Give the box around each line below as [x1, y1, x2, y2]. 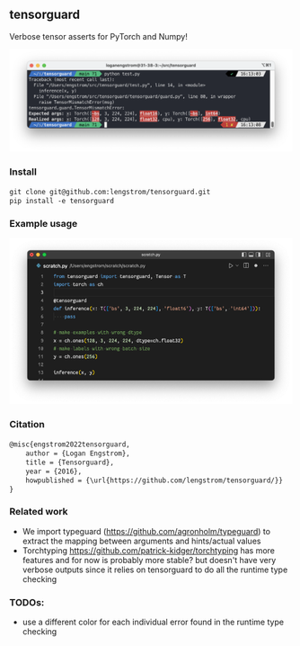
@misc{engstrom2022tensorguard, [9, 440, 130, 449]
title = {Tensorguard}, [25, 458, 115, 467]
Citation [9, 418, 45, 431]
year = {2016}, [25, 467, 83, 476]
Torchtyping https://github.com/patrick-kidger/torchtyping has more [22, 544, 276, 556]
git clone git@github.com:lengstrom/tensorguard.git [9, 187, 211, 196]
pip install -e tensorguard [9, 196, 115, 205]
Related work [9, 506, 69, 518]
